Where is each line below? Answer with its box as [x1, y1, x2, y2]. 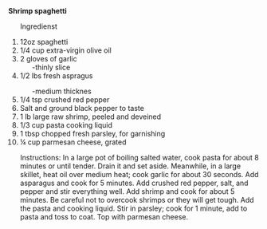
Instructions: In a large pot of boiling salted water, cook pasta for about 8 [19, 153, 259, 162]
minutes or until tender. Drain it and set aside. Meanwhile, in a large [19, 161, 241, 171]
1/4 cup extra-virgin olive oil [19, 45, 112, 55]
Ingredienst [19, 22, 57, 31]
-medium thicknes [31, 86, 92, 96]
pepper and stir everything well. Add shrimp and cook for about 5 [19, 187, 235, 196]
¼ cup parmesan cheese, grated [19, 137, 127, 147]
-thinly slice [31, 62, 71, 72]
